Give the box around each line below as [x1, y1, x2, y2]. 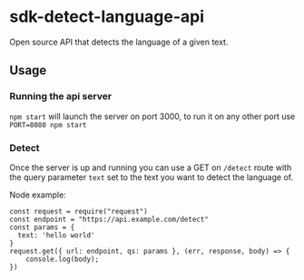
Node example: [9, 189, 66, 200]
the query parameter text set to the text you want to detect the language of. [9, 171, 293, 183]
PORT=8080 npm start [9, 120, 88, 129]
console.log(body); [25, 255, 100, 264]
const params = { [9, 223, 75, 232]
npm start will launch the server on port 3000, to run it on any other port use [9, 111, 296, 122]
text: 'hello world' [17, 230, 95, 240]
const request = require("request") [9, 206, 148, 215]
